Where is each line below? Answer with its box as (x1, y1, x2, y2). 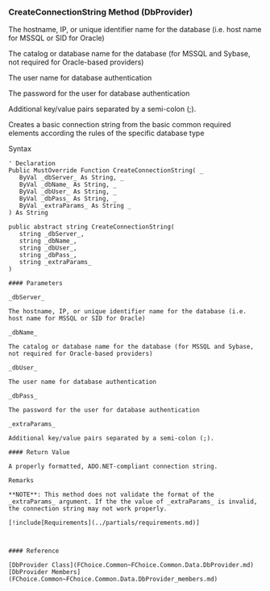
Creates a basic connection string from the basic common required (8, 120, 231, 130)
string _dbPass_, (19, 251, 78, 259)
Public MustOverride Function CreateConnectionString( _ (8, 167, 204, 175)
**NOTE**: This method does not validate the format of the (8, 490, 215, 499)
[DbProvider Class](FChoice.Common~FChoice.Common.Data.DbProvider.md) (8, 561, 254, 569)
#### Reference (8, 547, 60, 556)
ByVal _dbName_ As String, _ (19, 180, 117, 189)
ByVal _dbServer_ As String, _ (19, 174, 125, 182)
